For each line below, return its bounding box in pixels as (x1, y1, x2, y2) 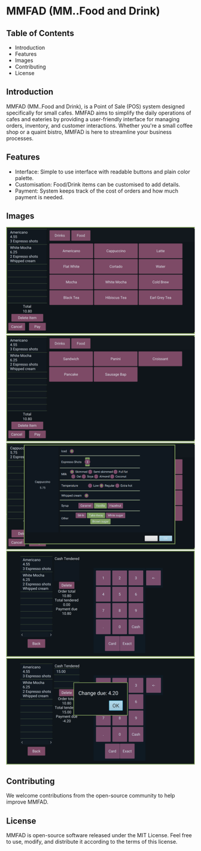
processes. (6, 134, 34, 142)
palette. (14, 174, 34, 181)
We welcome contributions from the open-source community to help (6, 792, 175, 799)
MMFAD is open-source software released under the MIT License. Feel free (6, 832, 193, 839)
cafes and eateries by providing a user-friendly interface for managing (6, 115, 179, 122)
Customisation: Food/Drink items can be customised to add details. (14, 181, 181, 188)
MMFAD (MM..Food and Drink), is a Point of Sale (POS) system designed (6, 103, 185, 110)
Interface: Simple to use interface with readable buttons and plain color (14, 168, 190, 175)
